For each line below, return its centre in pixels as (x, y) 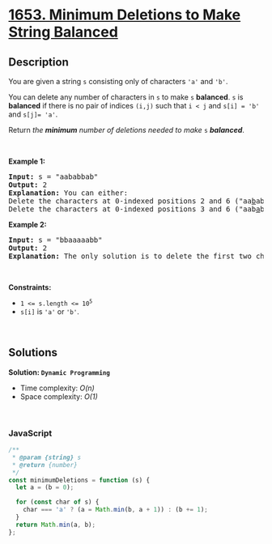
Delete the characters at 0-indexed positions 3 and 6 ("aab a (134, 209)
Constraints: (30, 287)
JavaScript (30, 433)
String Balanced (64, 32)
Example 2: (28, 225)
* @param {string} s (47, 457)
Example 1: (27, 161)
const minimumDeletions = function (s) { (79, 480)
